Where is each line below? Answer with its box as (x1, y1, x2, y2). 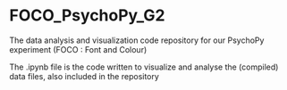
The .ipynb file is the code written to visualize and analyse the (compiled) (9, 61, 279, 72)
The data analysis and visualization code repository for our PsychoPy (9, 35, 265, 45)
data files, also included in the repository (9, 70, 159, 81)
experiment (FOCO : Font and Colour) (9, 44, 148, 54)
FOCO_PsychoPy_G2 (9, 5, 165, 26)
